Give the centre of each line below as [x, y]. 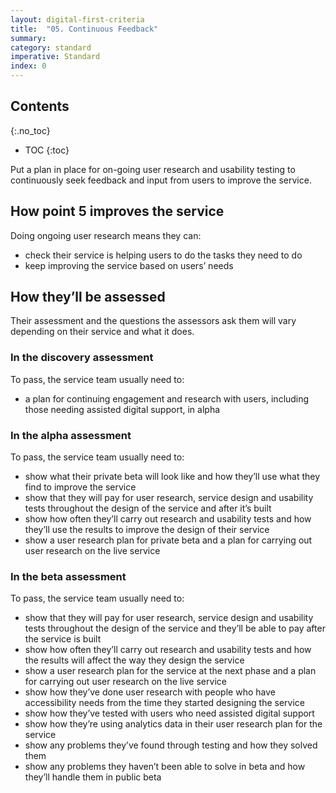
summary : [28, 38]
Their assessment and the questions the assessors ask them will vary [153, 321]
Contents [40, 106]
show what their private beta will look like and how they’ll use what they [172, 477]
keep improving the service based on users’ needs [129, 265]
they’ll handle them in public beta [93, 777]
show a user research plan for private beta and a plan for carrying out [168, 540]
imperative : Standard [55, 57]
